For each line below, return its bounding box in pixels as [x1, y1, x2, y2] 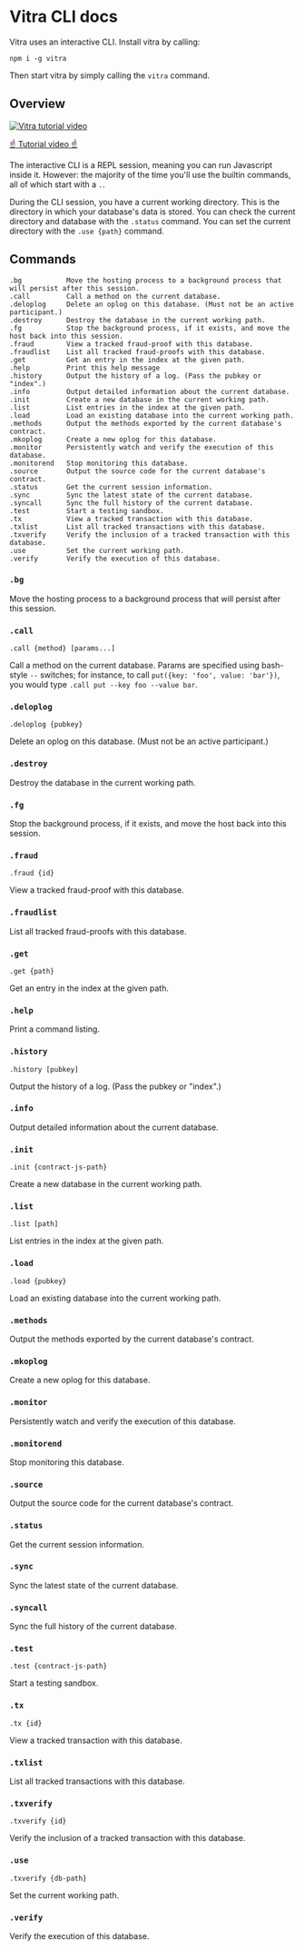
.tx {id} [9, 1718, 43, 1727]
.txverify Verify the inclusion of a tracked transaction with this [9, 530, 290, 539]
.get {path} [9, 966, 54, 975]
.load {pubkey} [9, 1276, 67, 1286]
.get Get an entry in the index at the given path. [9, 355, 246, 364]
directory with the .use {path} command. [9, 225, 165, 236]
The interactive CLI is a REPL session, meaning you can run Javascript [9, 159, 273, 170]
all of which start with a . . [9, 179, 106, 190]
